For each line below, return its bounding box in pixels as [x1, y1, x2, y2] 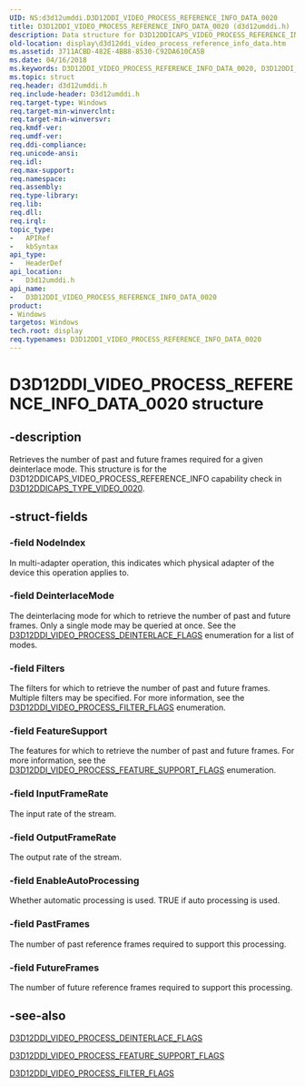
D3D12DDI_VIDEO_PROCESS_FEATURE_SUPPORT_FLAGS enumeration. [9, 765, 277, 776]
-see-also [9, 1008, 66, 1024]
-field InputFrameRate [9, 787, 109, 800]
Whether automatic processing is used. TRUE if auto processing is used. [9, 895, 280, 906]
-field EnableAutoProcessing [9, 874, 140, 887]
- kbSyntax [9, 242, 59, 251]
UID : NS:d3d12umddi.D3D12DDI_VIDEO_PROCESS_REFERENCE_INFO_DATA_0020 [9, 13, 279, 23]
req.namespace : [9, 174, 67, 183]
